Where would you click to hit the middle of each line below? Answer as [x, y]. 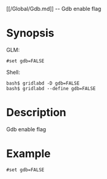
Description [36, 113]
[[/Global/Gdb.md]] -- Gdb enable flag [54, 9]
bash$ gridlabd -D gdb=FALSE [43, 83]
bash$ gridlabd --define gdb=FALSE [51, 88]
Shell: [13, 72]
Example [28, 154]
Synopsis [30, 33]
